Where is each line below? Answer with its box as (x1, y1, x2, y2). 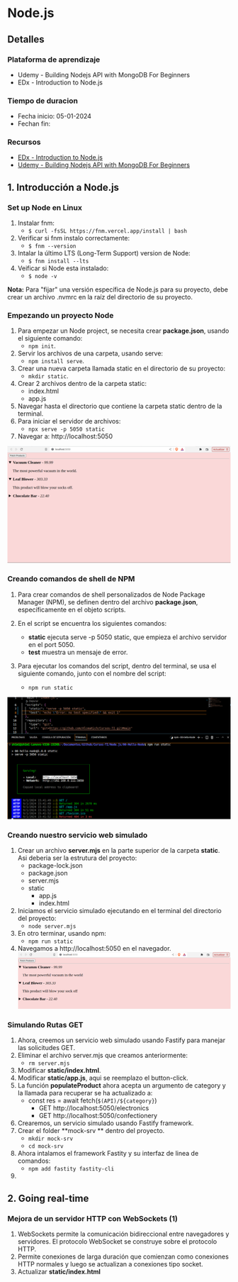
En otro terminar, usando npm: (17, 929, 106, 937)
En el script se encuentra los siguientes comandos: (17, 619, 167, 627)
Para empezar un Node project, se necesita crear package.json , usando (17, 326, 229, 335)
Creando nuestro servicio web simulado (7, 830, 148, 840)
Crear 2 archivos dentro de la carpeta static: (17, 380, 147, 388)
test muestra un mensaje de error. (28, 648, 128, 656)
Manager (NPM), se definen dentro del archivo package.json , (17, 597, 198, 606)
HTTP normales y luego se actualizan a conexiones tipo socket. (17, 1260, 203, 1269)
